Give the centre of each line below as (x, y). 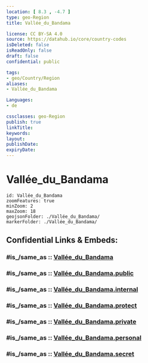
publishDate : (22, 145)
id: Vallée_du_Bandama (34, 196)
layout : (16, 139)
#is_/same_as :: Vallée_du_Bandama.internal (72, 290)
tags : (13, 73)
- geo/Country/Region (33, 78)
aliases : (17, 84)
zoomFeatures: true (30, 201)
